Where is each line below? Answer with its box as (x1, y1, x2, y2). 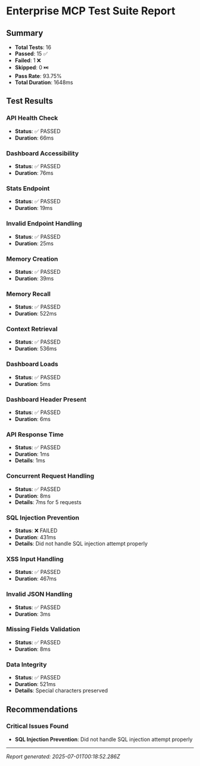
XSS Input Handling (6, 555, 64, 563)
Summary (6, 28, 43, 38)
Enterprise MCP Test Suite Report (6, 4, 176, 18)
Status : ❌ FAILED (14, 527, 58, 534)
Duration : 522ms (14, 310, 57, 317)
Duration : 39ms (14, 274, 54, 282)
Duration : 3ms (14, 610, 51, 617)
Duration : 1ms (14, 450, 49, 458)
